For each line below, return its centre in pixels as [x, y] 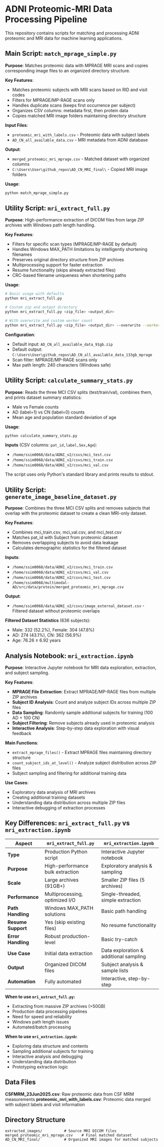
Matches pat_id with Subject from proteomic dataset [65, 537]
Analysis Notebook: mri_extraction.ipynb [69, 656]
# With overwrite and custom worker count [49, 320]
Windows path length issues [41, 1022]
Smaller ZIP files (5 [123, 879]
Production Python [66, 852]
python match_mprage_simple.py [37, 193]
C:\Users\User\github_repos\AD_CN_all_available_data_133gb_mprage [82, 355]
